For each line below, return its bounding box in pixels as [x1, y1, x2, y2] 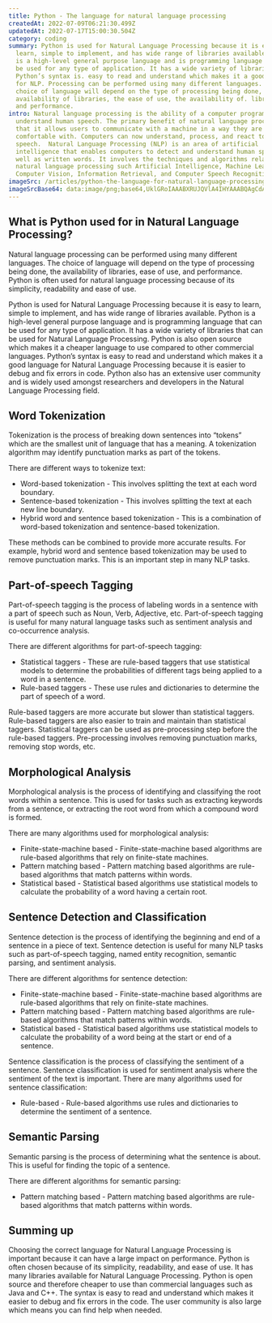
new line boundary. [19, 505, 85, 514]
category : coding [8, 34, 67, 43]
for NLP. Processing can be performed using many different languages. [15, 79, 263, 87]
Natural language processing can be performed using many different [8, 249, 237, 259]
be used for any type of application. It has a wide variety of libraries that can [8, 325, 263, 335]
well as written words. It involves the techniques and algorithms [15, 155, 249, 163]
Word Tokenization [8, 408, 106, 422]
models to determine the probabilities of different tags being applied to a [19, 666, 262, 676]
